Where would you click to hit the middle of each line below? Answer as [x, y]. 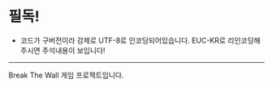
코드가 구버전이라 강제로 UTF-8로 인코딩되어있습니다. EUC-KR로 [123, 40]
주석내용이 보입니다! [74, 50]
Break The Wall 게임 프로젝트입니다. [66, 75]
